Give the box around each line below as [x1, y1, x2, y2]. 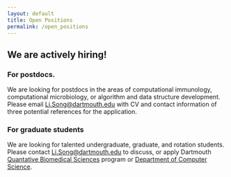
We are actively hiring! [7, 49, 107, 60]
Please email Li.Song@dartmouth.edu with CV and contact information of [7, 100, 217, 108]
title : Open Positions [7, 17, 73, 24]
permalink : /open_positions [7, 23, 89, 30]
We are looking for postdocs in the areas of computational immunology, [7, 85, 212, 94]
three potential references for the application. [7, 108, 138, 116]
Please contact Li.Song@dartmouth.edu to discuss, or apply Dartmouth [7, 148, 212, 156]
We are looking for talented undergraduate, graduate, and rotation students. [7, 140, 225, 149]
